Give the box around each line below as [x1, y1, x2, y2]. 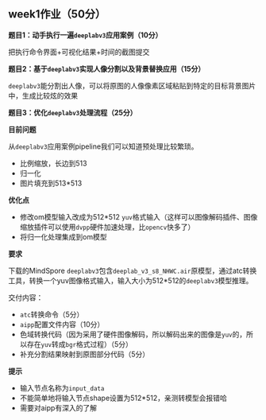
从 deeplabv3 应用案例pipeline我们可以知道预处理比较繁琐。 [8, 142, 199, 151]
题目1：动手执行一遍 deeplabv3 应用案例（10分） [8, 30, 163, 40]
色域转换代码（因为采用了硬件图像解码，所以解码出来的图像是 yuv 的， [19, 329, 247, 339]
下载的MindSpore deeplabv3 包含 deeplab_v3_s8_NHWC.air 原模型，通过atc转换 [8, 266, 257, 275]
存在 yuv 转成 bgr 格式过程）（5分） [26, 339, 133, 348]
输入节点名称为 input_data [19, 383, 105, 392]
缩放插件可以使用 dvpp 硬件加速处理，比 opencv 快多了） [19, 222, 195, 231]
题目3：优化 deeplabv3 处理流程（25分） [8, 107, 137, 117]
